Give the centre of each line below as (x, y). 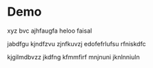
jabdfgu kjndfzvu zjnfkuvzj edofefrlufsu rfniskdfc (76, 44)
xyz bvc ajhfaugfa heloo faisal (50, 31)
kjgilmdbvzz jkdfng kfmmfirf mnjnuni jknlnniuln (73, 57)
